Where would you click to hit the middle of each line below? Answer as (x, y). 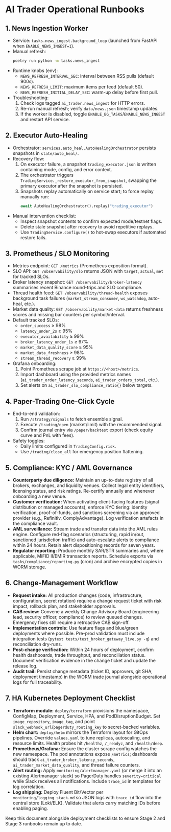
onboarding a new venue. (40, 496)
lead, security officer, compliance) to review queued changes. (78, 617)
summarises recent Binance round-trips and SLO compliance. (78, 288)
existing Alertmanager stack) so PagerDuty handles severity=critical (87, 776)
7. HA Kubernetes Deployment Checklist (70, 698)
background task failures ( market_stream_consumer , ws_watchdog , (80, 298)
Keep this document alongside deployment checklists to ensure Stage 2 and (86, 818)
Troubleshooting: (31, 98)
